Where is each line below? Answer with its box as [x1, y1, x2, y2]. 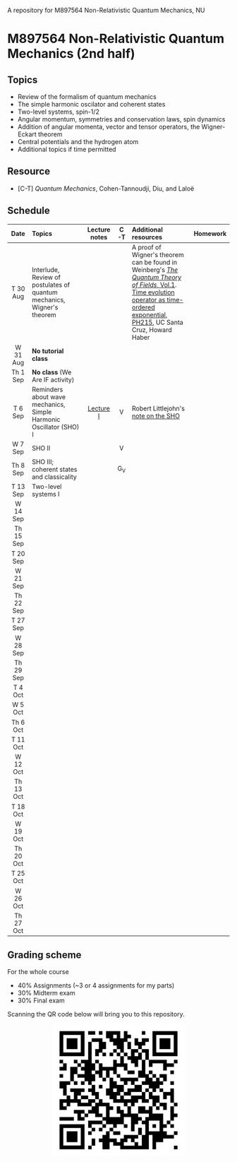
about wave [31, 393, 66, 401]
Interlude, [31, 266, 60, 274]
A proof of [131, 243, 162, 251]
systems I [31, 490, 60, 498]
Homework [193, 229, 227, 237]
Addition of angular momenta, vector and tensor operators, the [17, 123, 200, 131]
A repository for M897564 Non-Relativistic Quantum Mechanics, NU [7, 6, 206, 14]
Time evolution [131, 288, 175, 297]
